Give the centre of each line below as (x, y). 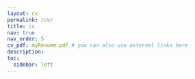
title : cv (21, 26)
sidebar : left (33, 65)
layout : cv (23, 13)
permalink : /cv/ (30, 20)
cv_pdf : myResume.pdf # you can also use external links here (97, 45)
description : (26, 52)
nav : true (21, 33)
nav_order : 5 (26, 39)
